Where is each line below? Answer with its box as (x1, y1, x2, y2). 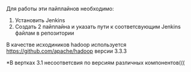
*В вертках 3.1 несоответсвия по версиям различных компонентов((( (6, 59, 185, 66)
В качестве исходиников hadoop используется (6, 41, 127, 48)
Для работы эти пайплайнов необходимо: (6, 5, 114, 12)
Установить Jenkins (14, 17, 65, 23)
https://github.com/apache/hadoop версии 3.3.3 (6, 47, 127, 55)
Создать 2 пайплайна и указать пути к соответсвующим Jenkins (14, 23, 181, 30)
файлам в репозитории (14, 29, 74, 37)
